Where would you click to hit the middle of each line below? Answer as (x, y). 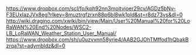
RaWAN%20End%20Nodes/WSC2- (49, 27)
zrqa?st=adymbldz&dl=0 (36, 46)
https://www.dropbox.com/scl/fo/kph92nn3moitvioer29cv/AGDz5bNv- (91, 8)
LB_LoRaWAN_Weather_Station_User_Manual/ (61, 33)
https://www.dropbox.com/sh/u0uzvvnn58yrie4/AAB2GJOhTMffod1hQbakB (97, 39)
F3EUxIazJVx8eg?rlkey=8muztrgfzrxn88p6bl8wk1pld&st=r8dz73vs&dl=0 (94, 15)
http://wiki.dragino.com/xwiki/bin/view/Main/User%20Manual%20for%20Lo (98, 21)
